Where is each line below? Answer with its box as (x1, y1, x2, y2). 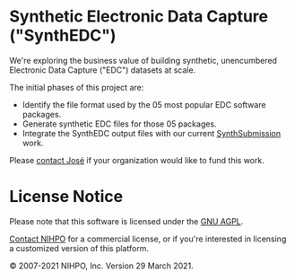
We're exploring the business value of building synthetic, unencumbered (9, 55, 278, 66)
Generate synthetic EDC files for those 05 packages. (22, 118, 217, 129)
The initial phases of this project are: (9, 82, 144, 92)
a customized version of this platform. (9, 242, 150, 253)
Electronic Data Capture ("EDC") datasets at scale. (9, 65, 196, 75)
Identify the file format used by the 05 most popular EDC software (22, 99, 266, 109)
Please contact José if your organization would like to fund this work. (9, 154, 265, 165)
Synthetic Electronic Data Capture (9, 6, 269, 27)
